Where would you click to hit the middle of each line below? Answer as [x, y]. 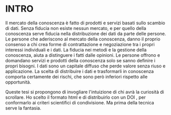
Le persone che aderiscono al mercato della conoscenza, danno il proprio [83, 39]
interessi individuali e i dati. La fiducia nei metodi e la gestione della [76, 50]
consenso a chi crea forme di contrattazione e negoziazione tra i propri [80, 44]
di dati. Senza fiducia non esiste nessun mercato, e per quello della [76, 28]
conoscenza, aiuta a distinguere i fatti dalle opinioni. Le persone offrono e [83, 55]
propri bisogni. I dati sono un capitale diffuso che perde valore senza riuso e [86, 66]
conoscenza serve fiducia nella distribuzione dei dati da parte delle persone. [86, 33]
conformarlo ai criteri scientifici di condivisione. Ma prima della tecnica [80, 102]
